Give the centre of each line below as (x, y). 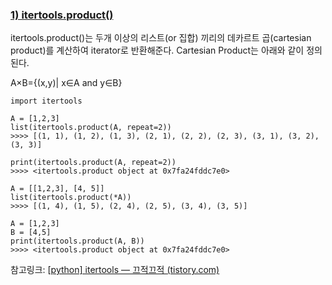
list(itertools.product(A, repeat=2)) (91, 128)
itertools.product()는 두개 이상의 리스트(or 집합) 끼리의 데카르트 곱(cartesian (161, 38)
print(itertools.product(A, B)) (77, 241)
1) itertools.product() (62, 15)
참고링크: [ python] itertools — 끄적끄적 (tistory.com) (115, 270)
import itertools (46, 101)
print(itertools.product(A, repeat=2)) (93, 163)
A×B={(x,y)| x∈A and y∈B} (66, 83)
